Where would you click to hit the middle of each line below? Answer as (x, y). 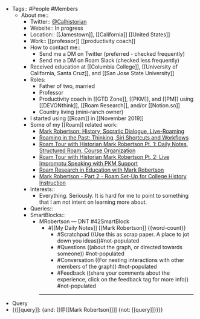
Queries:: (41, 208)
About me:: (35, 15)
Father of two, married (67, 86)
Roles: (38, 79)
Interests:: (43, 189)
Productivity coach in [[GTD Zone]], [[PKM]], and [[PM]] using (116, 99)
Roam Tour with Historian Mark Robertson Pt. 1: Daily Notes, (114, 144)
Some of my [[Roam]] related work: (74, 125)
